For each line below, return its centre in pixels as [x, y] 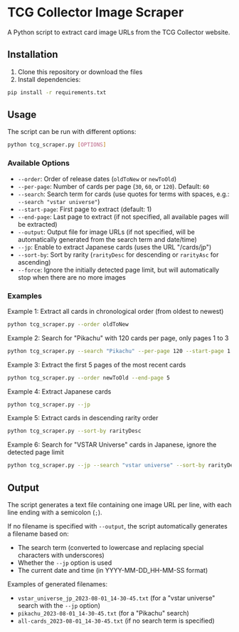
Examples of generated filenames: [58, 584]
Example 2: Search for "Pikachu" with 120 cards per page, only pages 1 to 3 [118, 338]
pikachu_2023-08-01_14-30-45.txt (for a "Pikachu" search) [103, 613]
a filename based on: [38, 534]
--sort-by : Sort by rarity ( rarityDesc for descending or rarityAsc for [118, 255]
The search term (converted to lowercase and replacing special [111, 547]
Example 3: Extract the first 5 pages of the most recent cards [97, 365]
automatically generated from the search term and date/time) [107, 239]
